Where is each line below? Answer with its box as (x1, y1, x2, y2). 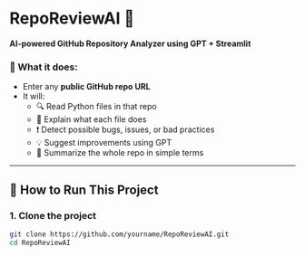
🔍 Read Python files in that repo (35, 101, 157, 112)
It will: (22, 90, 45, 102)
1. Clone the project (9, 209, 97, 222)
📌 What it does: (9, 61, 79, 73)
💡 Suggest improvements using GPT (35, 137, 172, 148)
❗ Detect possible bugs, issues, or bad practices (35, 124, 215, 135)
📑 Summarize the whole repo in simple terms (35, 147, 204, 158)
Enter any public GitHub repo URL (22, 81, 152, 92)
